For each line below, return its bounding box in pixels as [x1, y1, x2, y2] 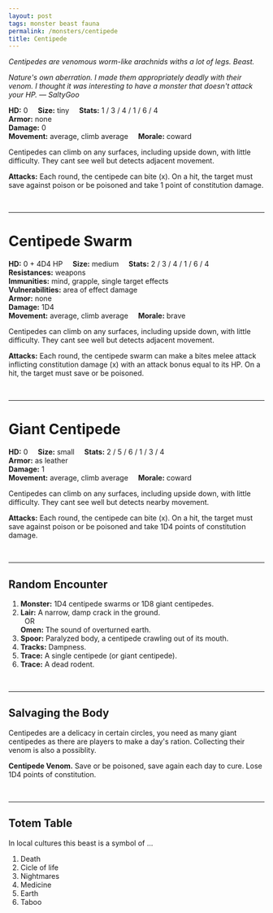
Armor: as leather [8, 456, 68, 466]
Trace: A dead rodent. [19, 659, 95, 669]
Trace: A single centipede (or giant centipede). [19, 650, 177, 660]
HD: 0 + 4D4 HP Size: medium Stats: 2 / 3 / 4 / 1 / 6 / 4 [8, 259, 210, 269]
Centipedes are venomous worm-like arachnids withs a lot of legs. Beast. [8, 57, 255, 67]
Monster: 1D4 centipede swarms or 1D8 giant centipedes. [19, 598, 214, 608]
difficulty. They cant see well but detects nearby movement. [8, 498, 210, 507]
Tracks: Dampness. [19, 641, 87, 651]
